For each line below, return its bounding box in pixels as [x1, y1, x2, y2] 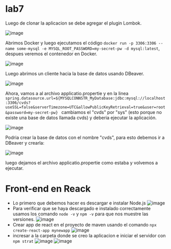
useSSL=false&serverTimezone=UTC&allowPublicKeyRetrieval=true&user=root [5, 104, 166, 110]
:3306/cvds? [5, 100, 31, 105]
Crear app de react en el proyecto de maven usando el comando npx [12, 221, 157, 228]
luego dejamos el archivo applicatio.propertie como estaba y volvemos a [5, 160, 158, 166]
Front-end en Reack [5, 183, 91, 195]
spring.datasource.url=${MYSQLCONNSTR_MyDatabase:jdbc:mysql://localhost [5, 96, 166, 101]
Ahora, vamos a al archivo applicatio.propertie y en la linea [5, 90, 129, 96]
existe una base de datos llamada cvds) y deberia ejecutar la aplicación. [5, 115, 157, 121]
